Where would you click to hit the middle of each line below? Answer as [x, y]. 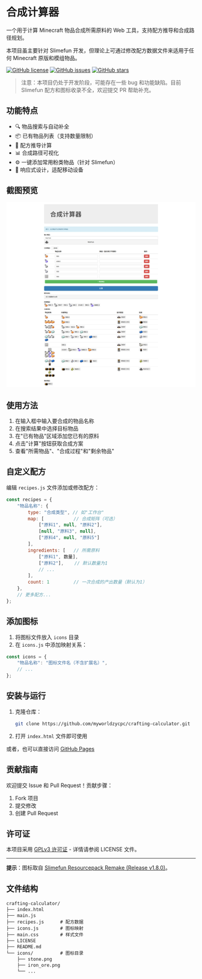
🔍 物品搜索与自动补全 [42, 126]
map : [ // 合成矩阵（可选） [73, 519]
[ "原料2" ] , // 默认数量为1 [73, 563]
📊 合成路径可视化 [37, 153]
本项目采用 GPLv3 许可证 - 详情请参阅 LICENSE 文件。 [73, 850]
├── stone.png [35, 959]
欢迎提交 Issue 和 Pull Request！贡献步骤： [60, 785]
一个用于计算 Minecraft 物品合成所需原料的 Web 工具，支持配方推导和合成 [98, 30]
